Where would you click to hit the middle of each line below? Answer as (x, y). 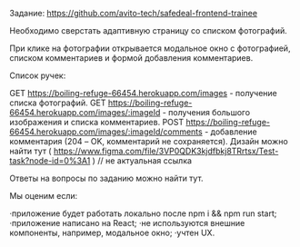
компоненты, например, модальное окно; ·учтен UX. (112, 232)
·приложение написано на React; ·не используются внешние (127, 223)
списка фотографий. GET (58, 103)
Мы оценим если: (44, 196)
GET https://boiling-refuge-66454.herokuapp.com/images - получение (143, 93)
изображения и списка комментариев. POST (97, 122)
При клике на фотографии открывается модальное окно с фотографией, (150, 48)
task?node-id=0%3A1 (50, 161)
